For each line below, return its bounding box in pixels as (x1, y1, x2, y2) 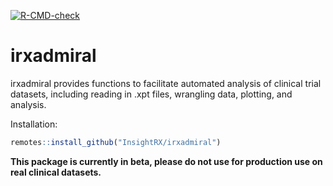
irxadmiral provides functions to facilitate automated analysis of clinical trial (10, 77, 322, 89)
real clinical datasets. (10, 166, 102, 178)
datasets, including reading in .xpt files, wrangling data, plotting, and (10, 88, 293, 100)
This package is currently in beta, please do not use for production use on (10, 155, 323, 167)
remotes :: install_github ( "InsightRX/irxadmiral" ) (10, 137, 222, 147)
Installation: (10, 118, 58, 130)
